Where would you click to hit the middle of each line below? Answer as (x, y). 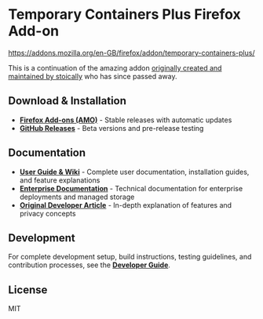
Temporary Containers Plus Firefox (124, 14)
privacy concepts (47, 213)
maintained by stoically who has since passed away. (93, 76)
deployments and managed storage (77, 197)
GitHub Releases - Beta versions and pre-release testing (111, 128)
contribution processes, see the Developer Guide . (89, 265)
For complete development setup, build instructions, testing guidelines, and (130, 257)
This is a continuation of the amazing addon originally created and (115, 67)
